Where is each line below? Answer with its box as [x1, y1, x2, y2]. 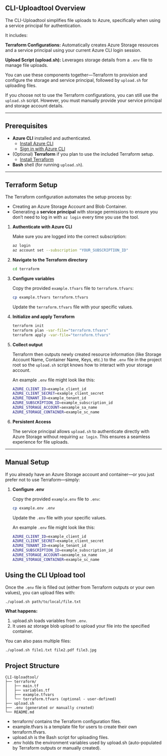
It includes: [5, 32, 28, 38]
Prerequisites [5, 122, 48, 130]
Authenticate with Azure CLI [12, 224, 73, 230]
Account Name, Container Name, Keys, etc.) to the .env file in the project [12, 356, 162, 362]
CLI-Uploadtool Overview [5, 4, 86, 12]
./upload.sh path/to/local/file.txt [5, 599, 81, 604]
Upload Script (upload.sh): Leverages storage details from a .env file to [5, 57, 153, 63]
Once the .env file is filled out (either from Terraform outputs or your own [5, 584, 155, 590]
